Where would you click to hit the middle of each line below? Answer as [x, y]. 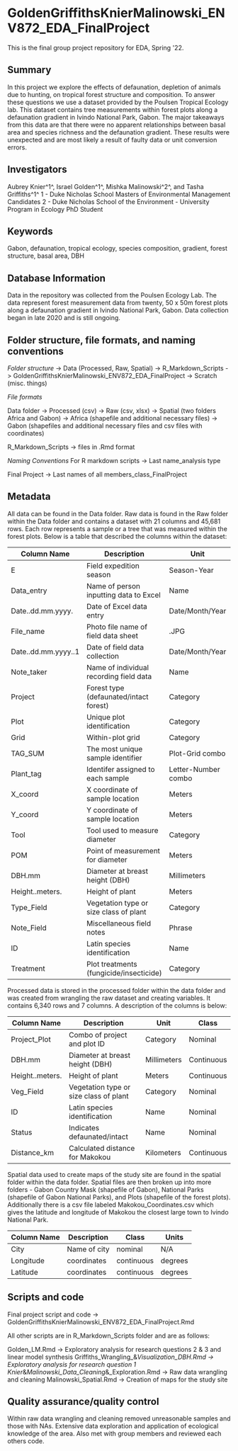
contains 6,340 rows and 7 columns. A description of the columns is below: [117, 1005]
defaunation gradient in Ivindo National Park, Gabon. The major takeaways [116, 117]
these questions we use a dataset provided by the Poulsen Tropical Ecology [118, 102]
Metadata [29, 497]
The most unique [114, 749]
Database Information [57, 278]
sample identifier [114, 758]
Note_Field [29, 928]
